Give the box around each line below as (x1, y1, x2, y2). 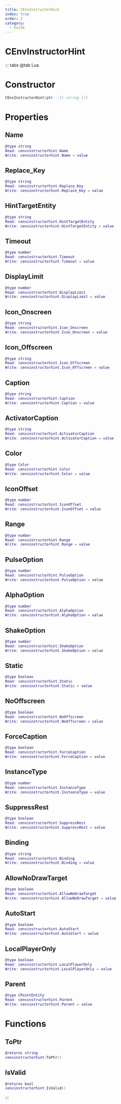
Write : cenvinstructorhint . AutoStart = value (5, 931, 99, 936)
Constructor (5, 79, 56, 90)
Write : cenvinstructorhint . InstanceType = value (5, 789, 105, 795)
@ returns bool (5, 1081, 34, 1086)
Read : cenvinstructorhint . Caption (5, 396, 75, 401)
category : (5, 20, 25, 26)
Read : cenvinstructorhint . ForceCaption (5, 750, 86, 755)
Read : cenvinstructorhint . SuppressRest (5, 821, 86, 825)
